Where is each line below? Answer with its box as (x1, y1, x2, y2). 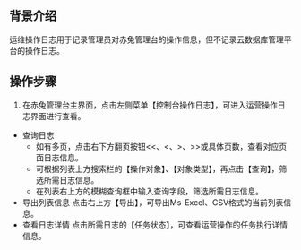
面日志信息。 (35, 151, 83, 163)
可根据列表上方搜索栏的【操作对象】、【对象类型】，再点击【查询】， (35, 163, 279, 174)
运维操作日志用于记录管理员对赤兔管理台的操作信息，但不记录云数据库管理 (9, 34, 284, 45)
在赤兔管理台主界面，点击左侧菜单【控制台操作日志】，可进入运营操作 (21, 99, 278, 110)
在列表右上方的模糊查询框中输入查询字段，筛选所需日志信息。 (35, 185, 264, 196)
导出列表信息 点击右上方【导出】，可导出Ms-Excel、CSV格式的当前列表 (21, 196, 284, 208)
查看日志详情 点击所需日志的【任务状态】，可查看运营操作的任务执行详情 (21, 219, 288, 230)
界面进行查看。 (30, 110, 86, 121)
